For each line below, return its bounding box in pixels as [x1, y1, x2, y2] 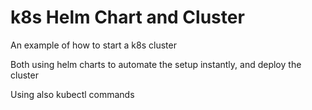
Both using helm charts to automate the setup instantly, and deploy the [10, 58, 302, 70]
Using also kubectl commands [10, 88, 135, 100]
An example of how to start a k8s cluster [10, 39, 177, 51]
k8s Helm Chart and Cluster [10, 6, 245, 29]
